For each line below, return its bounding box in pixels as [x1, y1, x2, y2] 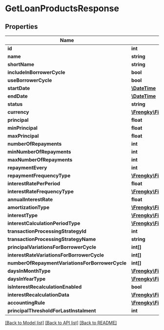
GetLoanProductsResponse [5, 3, 120, 14]
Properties [5, 22, 38, 31]
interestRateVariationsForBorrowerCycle [7, 252, 104, 258]
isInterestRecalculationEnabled [7, 284, 82, 290]
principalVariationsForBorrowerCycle [7, 244, 97, 250]
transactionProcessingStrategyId [7, 228, 87, 235]
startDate [7, 85, 30, 91]
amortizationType [7, 204, 50, 211]
